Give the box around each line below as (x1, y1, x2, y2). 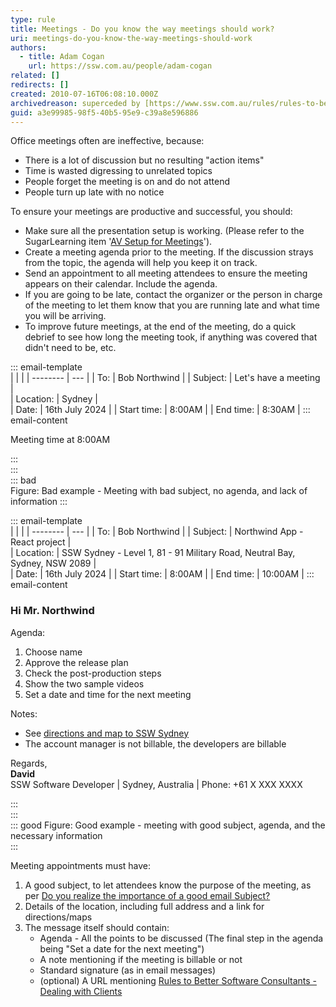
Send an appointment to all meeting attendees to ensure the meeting (24, 267, 308, 280)
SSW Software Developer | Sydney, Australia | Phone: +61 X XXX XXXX (10, 778, 303, 790)
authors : (10, 42, 47, 53)
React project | (10, 536, 72, 548)
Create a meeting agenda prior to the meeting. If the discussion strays (24, 246, 314, 258)
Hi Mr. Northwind (10, 604, 95, 618)
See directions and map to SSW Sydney (24, 727, 190, 739)
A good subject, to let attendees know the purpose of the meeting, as (24, 879, 312, 891)
